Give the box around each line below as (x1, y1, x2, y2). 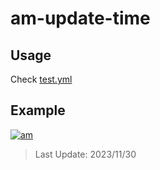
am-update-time (10, 7, 151, 30)
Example (10, 102, 66, 119)
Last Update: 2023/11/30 (34, 148, 137, 160)
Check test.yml (10, 73, 73, 85)
